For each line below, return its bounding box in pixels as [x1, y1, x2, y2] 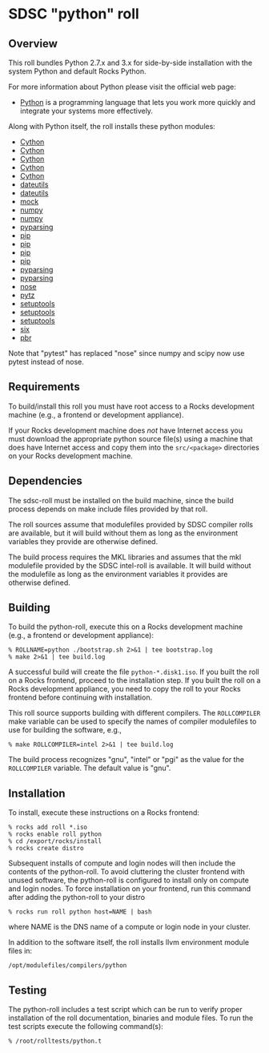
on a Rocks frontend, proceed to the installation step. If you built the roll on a [8, 676, 261, 685]
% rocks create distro [8, 845, 84, 853]
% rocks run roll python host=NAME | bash [8, 908, 152, 916]
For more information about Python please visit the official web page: [8, 82, 236, 91]
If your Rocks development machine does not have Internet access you [8, 426, 243, 435]
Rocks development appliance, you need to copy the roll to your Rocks [8, 684, 242, 694]
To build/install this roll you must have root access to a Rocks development [8, 401, 255, 411]
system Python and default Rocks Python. [8, 67, 147, 76]
